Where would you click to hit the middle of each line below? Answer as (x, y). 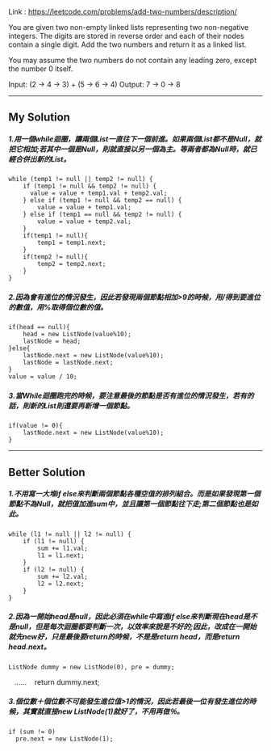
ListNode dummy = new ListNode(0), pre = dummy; (92, 667)
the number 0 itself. (41, 69)
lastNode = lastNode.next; (68, 363)
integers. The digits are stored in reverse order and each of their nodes (126, 36)
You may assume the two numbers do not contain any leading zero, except (132, 60)
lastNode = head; (52, 342)
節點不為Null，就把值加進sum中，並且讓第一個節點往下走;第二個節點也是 (130, 504)
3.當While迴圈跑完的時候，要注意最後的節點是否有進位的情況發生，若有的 (131, 395)
